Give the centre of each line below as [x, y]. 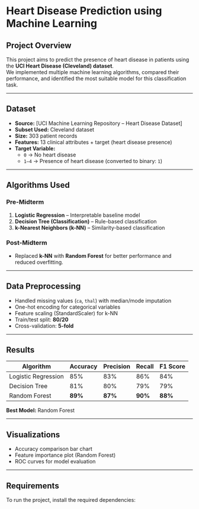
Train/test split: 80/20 [41, 319]
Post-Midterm [27, 243]
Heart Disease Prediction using [84, 11]
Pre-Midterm [25, 202]
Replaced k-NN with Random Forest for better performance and [93, 255]
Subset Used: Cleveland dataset [54, 129]
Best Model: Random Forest [41, 411]
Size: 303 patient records [46, 136]
